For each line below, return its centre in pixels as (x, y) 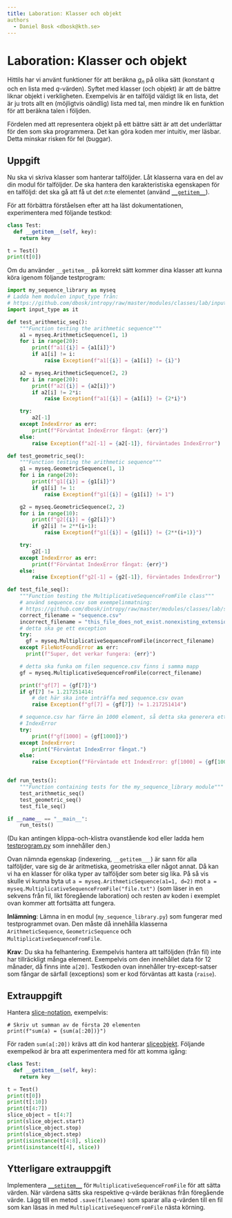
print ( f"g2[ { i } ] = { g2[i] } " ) (74, 520)
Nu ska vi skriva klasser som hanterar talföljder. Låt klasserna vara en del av (115, 177)
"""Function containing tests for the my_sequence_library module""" (122, 787)
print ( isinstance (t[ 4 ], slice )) (54, 1147)
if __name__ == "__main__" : (48, 819)
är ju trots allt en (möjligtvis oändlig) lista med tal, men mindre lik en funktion (116, 104)
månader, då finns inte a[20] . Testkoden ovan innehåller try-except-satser (112, 967)
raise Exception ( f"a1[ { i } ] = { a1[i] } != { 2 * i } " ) (115, 399)
